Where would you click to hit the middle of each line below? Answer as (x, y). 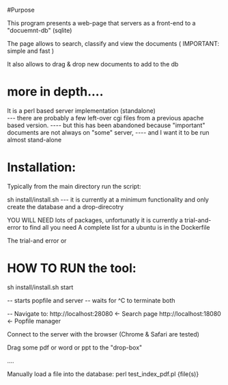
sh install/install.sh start (40, 287)
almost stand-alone (34, 140)
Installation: (42, 168)
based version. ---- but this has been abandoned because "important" (106, 125)
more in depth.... (55, 92)
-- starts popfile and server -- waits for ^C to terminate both (91, 300)
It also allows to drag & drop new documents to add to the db (93, 64)
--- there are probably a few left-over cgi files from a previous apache (105, 118)
